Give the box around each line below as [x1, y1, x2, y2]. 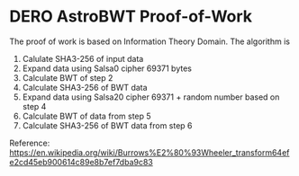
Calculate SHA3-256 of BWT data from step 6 [22, 119, 193, 131]
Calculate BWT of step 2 [22, 72, 113, 83]
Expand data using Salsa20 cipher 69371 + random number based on [22, 92, 280, 102]
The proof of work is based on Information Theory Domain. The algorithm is [9, 36, 291, 47]
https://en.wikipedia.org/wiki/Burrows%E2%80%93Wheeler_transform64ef [9, 146, 290, 158]
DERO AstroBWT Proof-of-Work [9, 6, 253, 27]
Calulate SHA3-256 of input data [22, 53, 144, 64]
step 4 [22, 101, 47, 111]
